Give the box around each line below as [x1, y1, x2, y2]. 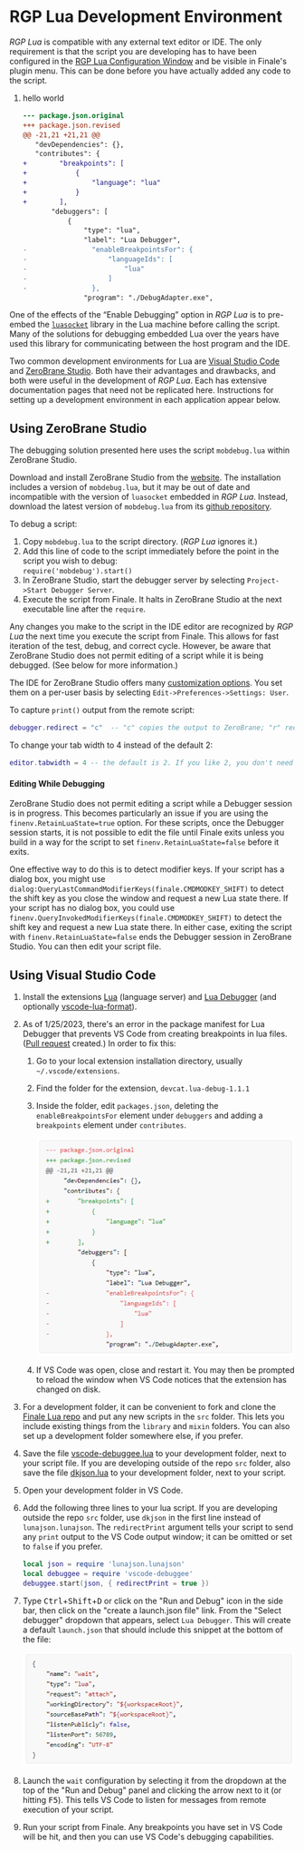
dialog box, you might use [9, 874, 106, 885]
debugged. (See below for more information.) [9, 660, 178, 671]
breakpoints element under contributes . [35, 1120, 187, 1131]
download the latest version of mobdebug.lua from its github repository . [9, 501, 272, 512]
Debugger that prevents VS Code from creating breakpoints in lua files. [22, 1028, 288, 1040]
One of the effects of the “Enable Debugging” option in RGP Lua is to [9, 309, 266, 320]
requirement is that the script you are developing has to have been [9, 45, 258, 56]
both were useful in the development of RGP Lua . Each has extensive [9, 375, 267, 387]
